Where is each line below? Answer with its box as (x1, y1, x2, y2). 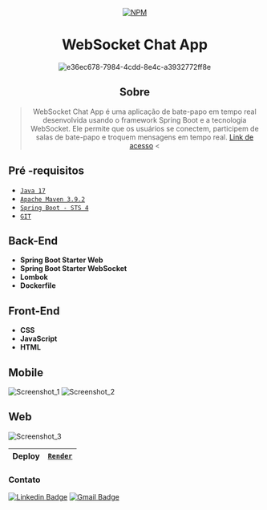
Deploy (12, 450, 40, 461)
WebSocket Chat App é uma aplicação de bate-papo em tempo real (33, 107, 257, 116)
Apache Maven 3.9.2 (19, 195, 86, 204)
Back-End (8, 233, 59, 248)
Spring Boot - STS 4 (19, 204, 89, 212)
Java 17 (19, 187, 46, 195)
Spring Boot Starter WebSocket (19, 264, 127, 273)
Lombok (19, 273, 48, 282)
